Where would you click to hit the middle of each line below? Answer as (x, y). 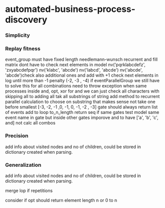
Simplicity (18, 35)
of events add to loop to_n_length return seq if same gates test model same (82, 112)
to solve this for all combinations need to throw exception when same (76, 86)
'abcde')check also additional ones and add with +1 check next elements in (82, 75)
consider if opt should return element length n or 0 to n (61, 200)
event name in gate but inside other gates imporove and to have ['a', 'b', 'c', (82, 117)
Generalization (23, 165)
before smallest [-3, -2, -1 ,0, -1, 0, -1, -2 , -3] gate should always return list (82, 107)
